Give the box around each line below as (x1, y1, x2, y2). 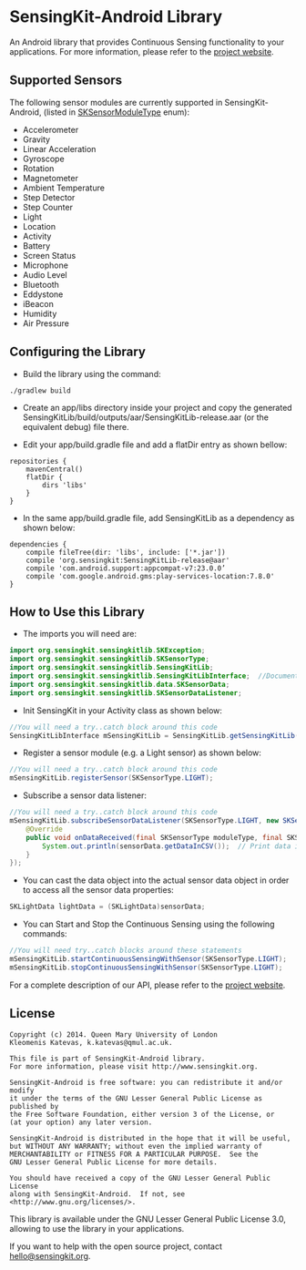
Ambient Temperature (22, 182, 105, 193)
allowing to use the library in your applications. (9, 1223, 185, 1234)
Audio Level (22, 269, 67, 280)
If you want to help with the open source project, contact (9, 1241, 223, 1252)
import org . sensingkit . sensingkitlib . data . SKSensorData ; (9, 680, 230, 689)
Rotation (22, 162, 55, 174)
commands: (22, 928, 67, 939)
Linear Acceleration (22, 143, 97, 154)
